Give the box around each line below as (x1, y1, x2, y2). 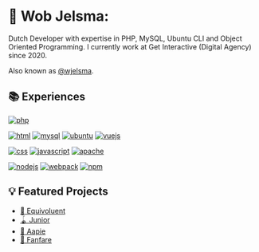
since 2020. (8, 50, 48, 60)
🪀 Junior (19, 215, 50, 224)
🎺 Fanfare (19, 234, 53, 244)
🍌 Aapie (19, 226, 46, 236)
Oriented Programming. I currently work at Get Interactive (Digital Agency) (8, 41, 253, 51)
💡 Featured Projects (8, 185, 109, 199)
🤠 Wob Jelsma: (8, 7, 109, 26)
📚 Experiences (8, 90, 86, 104)
